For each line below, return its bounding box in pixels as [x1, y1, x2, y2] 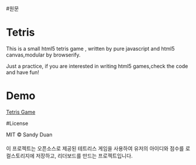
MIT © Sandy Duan [6, 131, 53, 138]
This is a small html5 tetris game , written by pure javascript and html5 [6, 45, 175, 52]
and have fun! [6, 69, 40, 76]
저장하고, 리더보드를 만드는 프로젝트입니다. [36, 152, 133, 159]
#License [6, 120, 29, 127]
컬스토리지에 [6, 152, 35, 159]
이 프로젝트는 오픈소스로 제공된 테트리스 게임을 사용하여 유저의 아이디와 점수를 [6, 145, 184, 152]
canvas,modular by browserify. [6, 51, 81, 58]
